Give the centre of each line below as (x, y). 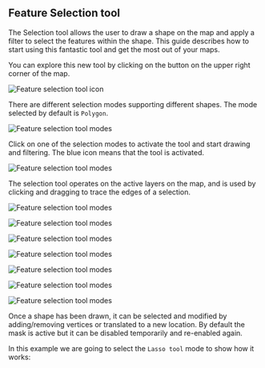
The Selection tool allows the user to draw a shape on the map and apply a (131, 32)
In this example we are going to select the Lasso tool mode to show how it (131, 348)
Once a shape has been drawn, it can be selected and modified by (118, 316)
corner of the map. (39, 73)
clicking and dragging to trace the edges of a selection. (99, 192)
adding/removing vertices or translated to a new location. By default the (127, 324)
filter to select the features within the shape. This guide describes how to (129, 41)
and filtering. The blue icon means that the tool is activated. (106, 152)
